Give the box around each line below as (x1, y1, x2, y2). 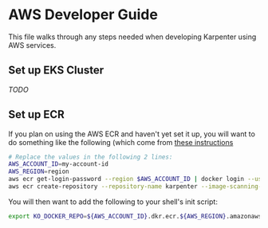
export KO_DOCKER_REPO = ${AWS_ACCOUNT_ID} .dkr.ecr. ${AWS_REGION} (8, 212, 227, 220)
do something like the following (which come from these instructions (8, 137, 234, 147)
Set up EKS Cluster (8, 64, 104, 77)
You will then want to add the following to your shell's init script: (8, 197, 218, 206)
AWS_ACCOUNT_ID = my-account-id (8, 160, 109, 168)
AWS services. (8, 40, 57, 49)
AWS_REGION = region (8, 167, 69, 176)
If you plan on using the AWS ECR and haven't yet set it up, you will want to (8, 129, 255, 139)
